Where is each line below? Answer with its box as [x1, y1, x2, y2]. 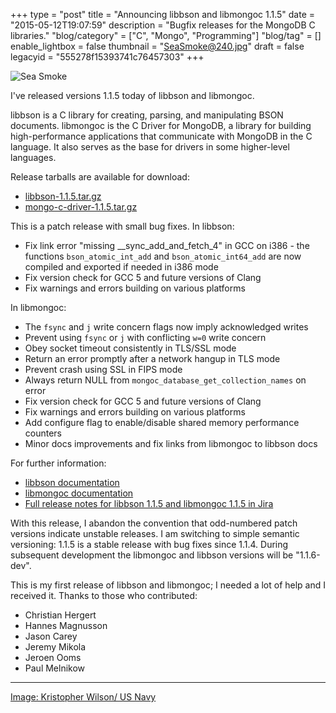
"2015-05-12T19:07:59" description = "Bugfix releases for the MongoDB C [10, 19, 316, 31]
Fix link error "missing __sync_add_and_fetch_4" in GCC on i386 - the [24, 240, 310, 251]
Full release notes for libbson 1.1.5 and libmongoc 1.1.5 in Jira [24, 498, 274, 509]
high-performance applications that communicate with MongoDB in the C [10, 130, 313, 142]
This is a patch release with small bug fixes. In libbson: [10, 220, 235, 232]
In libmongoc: [10, 302, 67, 313]
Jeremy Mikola [24, 641, 87, 653]
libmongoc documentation [24, 487, 134, 499]
